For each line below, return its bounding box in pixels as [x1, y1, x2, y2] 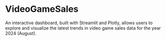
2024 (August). [5, 30, 36, 36]
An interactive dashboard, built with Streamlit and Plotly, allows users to [5, 20, 153, 26]
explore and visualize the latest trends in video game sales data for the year [5, 25, 161, 31]
